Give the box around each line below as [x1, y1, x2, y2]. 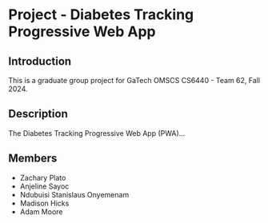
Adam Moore [19, 206, 63, 217]
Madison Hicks [19, 198, 70, 208]
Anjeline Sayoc [19, 181, 70, 191]
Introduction [8, 54, 72, 68]
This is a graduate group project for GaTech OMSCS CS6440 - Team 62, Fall [8, 76, 261, 85]
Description [8, 107, 68, 121]
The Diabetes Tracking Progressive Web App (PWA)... [8, 128, 186, 137]
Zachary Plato [19, 173, 66, 182]
